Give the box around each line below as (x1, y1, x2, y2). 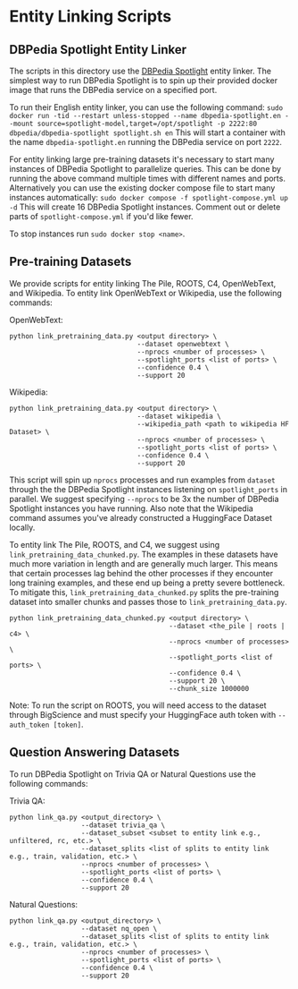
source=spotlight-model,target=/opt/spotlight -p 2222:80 (37, 119, 257, 128)
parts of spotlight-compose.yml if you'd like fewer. (9, 211, 194, 221)
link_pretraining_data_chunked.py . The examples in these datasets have (9, 549, 278, 559)
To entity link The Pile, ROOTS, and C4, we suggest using (9, 539, 220, 550)
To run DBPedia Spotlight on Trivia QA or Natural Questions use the (9, 768, 256, 780)
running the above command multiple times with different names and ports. (9, 173, 286, 183)
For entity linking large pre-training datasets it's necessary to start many (9, 154, 275, 165)
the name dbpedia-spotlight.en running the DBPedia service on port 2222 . (9, 137, 283, 147)
